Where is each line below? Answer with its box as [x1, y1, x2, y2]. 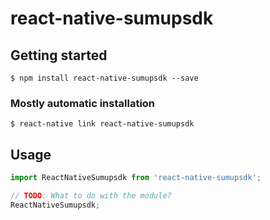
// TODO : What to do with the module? [10, 190, 172, 201]
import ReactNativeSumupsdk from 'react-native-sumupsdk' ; [10, 173, 262, 183]
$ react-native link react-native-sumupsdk [10, 119, 195, 129]
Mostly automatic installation [10, 96, 156, 110]
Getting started [10, 47, 108, 64]
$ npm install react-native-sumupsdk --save [10, 73, 199, 83]
